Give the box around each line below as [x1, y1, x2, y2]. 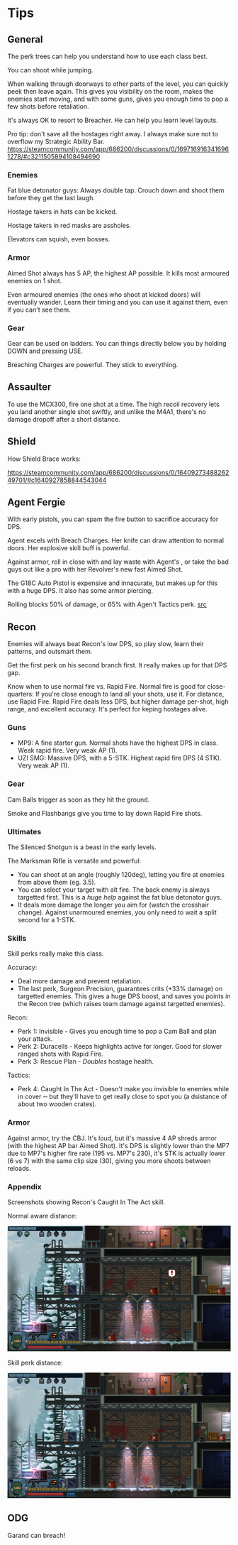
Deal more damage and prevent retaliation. [17, 977, 143, 986]
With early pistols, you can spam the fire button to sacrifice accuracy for [7, 515, 219, 523]
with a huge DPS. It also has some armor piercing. [7, 586, 154, 595]
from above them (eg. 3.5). [17, 878, 96, 887]
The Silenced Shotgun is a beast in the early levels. [7, 843, 157, 851]
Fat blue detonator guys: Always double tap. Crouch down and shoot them [7, 186, 225, 195]
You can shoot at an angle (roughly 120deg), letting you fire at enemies [17, 870, 225, 879]
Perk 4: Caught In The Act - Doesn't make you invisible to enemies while [17, 1085, 229, 1093]
